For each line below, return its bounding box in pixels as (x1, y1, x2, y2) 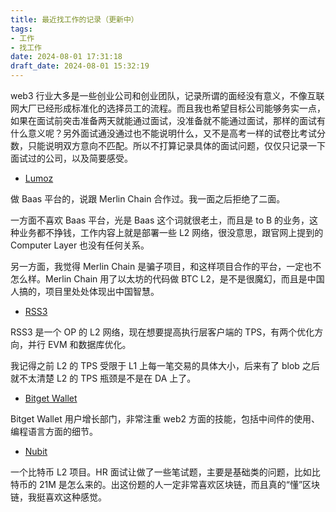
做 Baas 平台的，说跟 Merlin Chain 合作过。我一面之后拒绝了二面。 (10, 193, 286, 205)
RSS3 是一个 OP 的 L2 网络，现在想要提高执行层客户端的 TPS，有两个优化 (10, 326, 315, 338)
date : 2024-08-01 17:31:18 (10, 52, 123, 62)
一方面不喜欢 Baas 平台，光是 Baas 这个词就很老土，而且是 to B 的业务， (10, 214, 310, 226)
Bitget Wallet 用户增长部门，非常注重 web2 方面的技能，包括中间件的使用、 (10, 413, 321, 425)
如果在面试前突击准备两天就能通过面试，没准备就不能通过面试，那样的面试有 (10, 115, 326, 126)
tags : (10, 24, 33, 34)
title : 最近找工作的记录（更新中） (10, 14, 139, 25)
